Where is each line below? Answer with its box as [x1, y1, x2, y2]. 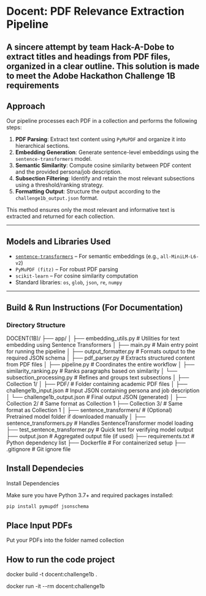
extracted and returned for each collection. [6, 213, 115, 220]
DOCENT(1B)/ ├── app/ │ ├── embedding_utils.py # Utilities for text [6, 335, 180, 342]
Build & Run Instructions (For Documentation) [6, 302, 183, 312]
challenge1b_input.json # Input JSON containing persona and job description [6, 387, 200, 394]
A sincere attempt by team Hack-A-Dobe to [6, 42, 175, 52]
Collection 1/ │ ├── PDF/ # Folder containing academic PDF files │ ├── [6, 380, 188, 387]
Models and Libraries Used [6, 236, 111, 247]
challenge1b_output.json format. [15, 195, 99, 202]
